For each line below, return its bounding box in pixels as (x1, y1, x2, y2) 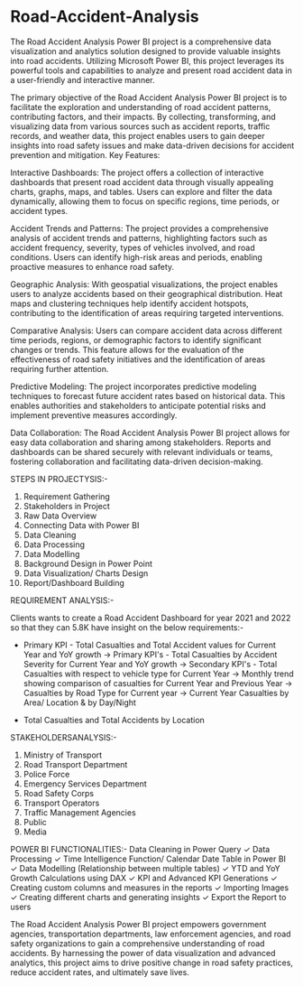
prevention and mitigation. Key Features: (10, 149, 161, 160)
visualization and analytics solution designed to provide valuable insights (10, 45, 281, 56)
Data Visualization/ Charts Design (23, 567, 149, 579)
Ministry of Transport (23, 749, 103, 760)
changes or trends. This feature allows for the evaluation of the (10, 344, 244, 355)
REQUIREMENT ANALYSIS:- (10, 594, 115, 606)
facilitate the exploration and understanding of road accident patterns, (10, 101, 271, 112)
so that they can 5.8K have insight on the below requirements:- (10, 621, 244, 633)
